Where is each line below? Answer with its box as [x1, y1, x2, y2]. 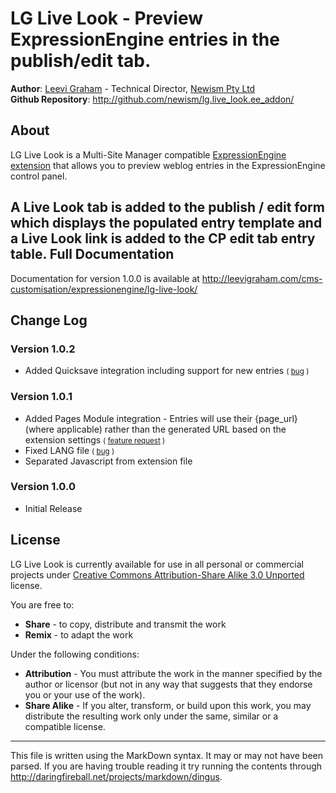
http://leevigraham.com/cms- [201, 272, 323, 284]
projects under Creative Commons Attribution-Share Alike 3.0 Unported [10, 568, 305, 581]
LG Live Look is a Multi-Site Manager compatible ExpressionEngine [10, 148, 287, 161]
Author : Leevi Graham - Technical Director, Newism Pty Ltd [10, 82, 256, 94]
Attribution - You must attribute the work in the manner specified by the [24, 667, 323, 679]
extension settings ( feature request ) [24, 433, 166, 446]
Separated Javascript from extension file [24, 455, 193, 467]
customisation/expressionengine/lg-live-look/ [10, 283, 198, 295]
